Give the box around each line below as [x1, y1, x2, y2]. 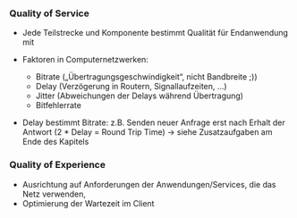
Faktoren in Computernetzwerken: [21, 54, 149, 65]
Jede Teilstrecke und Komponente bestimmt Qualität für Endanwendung [21, 28, 289, 38]
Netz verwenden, [21, 189, 87, 199]
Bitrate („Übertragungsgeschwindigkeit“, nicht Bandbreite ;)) [35, 71, 258, 82]
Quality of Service [9, 7, 89, 20]
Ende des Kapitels [21, 137, 89, 147]
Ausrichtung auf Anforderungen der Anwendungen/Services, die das [21, 179, 276, 189]
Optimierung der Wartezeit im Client [21, 197, 155, 208]
